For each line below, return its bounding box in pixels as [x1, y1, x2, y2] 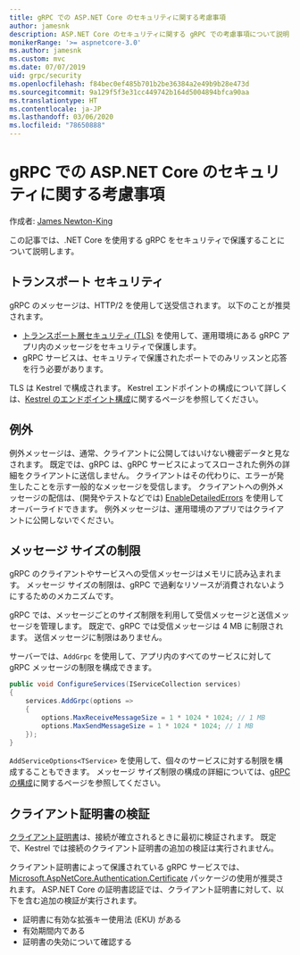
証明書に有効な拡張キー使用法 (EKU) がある [21, 914, 182, 925]
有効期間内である [21, 926, 86, 936]
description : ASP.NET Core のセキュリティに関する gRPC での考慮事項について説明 [9, 29, 290, 38]
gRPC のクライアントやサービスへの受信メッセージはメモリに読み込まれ [9, 569, 274, 579]
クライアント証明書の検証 [9, 806, 150, 821]
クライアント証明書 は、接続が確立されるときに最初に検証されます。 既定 [9, 832, 277, 843]
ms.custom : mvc [9, 54, 66, 63]
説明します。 [32, 245, 79, 256]
